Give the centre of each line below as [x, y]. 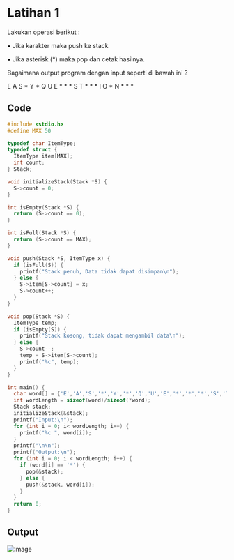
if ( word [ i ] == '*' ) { [53, 465]
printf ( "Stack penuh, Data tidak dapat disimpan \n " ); [99, 271]
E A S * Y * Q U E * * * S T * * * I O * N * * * [70, 86]
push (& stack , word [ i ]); [60, 485]
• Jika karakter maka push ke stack [58, 45]
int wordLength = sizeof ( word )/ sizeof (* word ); [82, 400]
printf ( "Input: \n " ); [43, 420]
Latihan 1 [33, 13]
